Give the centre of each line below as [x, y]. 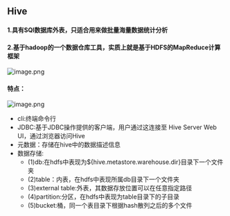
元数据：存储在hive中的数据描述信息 [69, 144]
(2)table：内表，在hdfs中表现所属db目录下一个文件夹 [104, 179]
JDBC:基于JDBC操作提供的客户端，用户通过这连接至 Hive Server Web [117, 127]
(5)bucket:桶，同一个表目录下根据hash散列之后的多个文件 [110, 206]
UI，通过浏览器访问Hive [51, 136]
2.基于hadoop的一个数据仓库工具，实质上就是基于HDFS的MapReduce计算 [114, 47]
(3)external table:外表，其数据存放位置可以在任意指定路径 [110, 188]
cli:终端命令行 [37, 119]
